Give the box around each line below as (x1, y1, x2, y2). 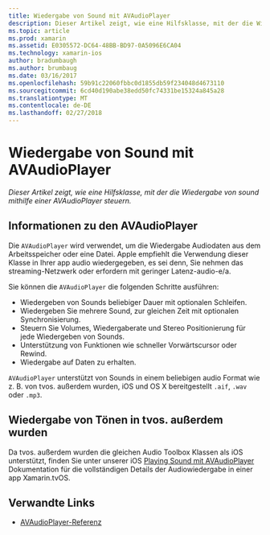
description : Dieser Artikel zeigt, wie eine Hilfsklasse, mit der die (8, 19, 253, 27)
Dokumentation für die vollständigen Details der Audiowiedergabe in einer (8, 464, 253, 474)
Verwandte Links (8, 496, 95, 509)
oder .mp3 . (8, 389, 43, 399)
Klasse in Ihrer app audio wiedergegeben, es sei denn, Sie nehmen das (8, 257, 243, 267)
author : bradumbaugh (8, 57, 78, 65)
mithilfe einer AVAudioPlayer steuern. (8, 195, 132, 205)
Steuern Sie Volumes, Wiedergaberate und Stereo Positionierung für (19, 323, 247, 332)
